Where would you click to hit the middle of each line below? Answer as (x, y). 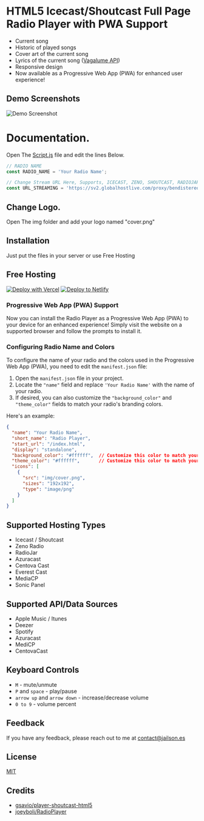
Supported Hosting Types (56, 525)
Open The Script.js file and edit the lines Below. (65, 155)
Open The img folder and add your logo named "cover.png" (81, 222)
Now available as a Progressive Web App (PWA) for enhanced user (99, 73)
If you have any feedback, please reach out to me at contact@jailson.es (96, 738)
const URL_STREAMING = (35, 188)
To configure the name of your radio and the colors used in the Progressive (100, 360)
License (22, 757)
